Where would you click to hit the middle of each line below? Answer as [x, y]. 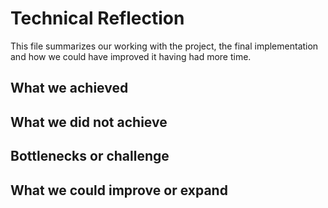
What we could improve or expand [119, 190]
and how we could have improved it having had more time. [131, 56]
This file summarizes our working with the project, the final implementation [164, 46]
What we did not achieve [89, 122]
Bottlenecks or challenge [90, 156]
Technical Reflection [97, 18]
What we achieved [69, 88]
